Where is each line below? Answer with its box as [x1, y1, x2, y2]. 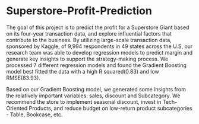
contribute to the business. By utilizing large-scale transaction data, [6, 36, 172, 43]
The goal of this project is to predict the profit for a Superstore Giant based [6, 24, 189, 31]
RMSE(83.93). [6, 74, 40, 81]
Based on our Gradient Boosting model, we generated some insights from [6, 85, 186, 93]
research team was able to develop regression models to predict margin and [6, 49, 193, 56]
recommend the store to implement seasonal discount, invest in [6, 98, 162, 105]
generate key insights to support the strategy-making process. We [6, 55, 169, 62]
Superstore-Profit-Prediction [6, 4, 153, 18]
